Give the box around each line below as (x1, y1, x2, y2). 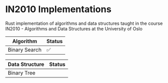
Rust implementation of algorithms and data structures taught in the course (5, 20, 163, 26)
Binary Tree (8, 69, 36, 76)
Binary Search (8, 46, 42, 53)
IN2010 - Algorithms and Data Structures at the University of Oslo (5, 25, 143, 31)
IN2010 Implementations (5, 4, 112, 15)
